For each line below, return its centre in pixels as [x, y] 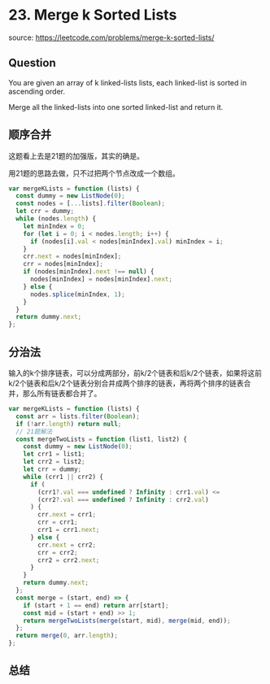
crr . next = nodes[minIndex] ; [72, 257]
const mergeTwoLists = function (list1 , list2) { [101, 439]
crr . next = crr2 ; [67, 545]
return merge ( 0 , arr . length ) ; [67, 636]
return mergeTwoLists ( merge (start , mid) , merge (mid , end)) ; [127, 621]
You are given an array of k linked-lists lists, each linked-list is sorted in [128, 82]
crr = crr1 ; [58, 522]
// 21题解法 [34, 431]
